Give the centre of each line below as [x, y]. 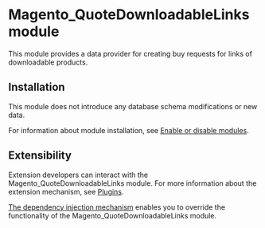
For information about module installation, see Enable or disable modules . [129, 130]
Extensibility [40, 156]
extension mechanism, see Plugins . [66, 191]
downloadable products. [48, 62]
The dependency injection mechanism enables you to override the [117, 207]
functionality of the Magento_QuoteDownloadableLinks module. [113, 215]
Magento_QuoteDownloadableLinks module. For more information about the [132, 183]
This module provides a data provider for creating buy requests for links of [131, 53]
